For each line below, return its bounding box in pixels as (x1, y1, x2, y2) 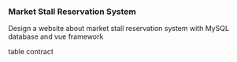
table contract (8, 47, 54, 57)
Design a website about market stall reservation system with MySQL (8, 24, 230, 33)
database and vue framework (8, 32, 104, 41)
